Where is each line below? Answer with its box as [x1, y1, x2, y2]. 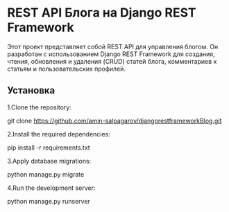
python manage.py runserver [7, 197, 90, 205]
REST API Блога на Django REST [7, 5, 196, 21]
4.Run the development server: [7, 184, 96, 192]
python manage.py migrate [7, 170, 85, 178]
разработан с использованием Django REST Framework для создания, [7, 50, 215, 58]
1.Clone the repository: [7, 103, 71, 112]
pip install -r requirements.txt [7, 143, 90, 152]
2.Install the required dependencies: [7, 130, 111, 138]
